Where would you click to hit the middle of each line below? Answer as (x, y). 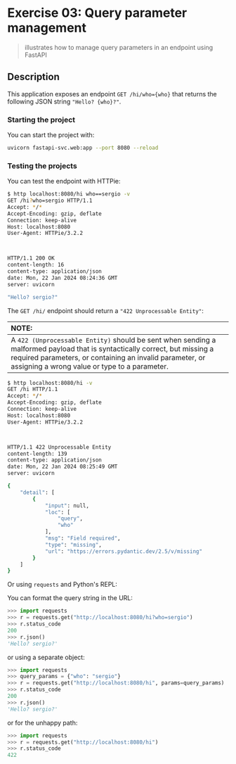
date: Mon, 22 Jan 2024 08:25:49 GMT (63, 467)
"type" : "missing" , (73, 545)
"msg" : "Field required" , (83, 539)
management (47, 28)
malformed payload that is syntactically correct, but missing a (112, 348)
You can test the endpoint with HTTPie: (64, 182)
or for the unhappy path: (42, 722)
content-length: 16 (36, 265)
